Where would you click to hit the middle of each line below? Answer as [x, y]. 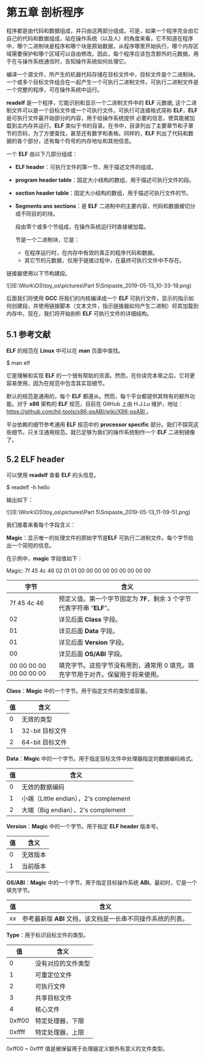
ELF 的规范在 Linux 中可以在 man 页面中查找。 [65, 350]
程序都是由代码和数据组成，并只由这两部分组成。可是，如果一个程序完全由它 [103, 31]
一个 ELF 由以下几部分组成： [42, 154]
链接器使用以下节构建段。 [38, 273]
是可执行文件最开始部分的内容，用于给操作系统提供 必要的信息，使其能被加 [101, 118]
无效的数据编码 [43, 787]
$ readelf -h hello [28, 487]
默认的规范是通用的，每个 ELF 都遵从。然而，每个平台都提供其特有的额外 [98, 396]
